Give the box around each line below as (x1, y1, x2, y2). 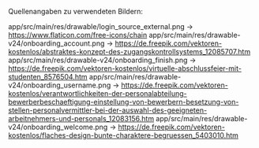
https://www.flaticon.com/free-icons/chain (8, 31, 148, 39)
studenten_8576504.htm (8, 72, 88, 81)
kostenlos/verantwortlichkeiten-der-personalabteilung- (8, 89, 187, 98)
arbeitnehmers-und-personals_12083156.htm (8, 114, 155, 123)
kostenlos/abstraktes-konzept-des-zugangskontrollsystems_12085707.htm (8, 47, 251, 56)
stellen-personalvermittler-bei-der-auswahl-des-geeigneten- (8, 105, 208, 115)
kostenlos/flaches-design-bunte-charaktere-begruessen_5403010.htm (8, 131, 239, 140)
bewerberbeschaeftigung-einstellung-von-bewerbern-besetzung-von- (8, 98, 239, 106)
